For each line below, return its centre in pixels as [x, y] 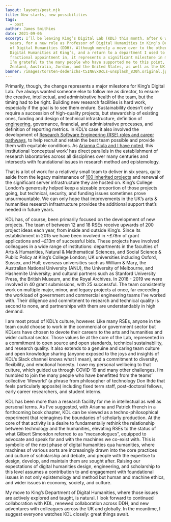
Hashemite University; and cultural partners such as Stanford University [81, 273]
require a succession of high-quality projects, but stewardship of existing [82, 113]
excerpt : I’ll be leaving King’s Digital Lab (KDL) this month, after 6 [84, 39]
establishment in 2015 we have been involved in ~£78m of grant [72, 236]
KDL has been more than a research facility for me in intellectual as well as [83, 401]
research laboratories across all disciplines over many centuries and [77, 156]
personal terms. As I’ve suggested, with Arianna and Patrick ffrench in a [81, 407]
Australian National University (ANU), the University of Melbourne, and [79, 268]
